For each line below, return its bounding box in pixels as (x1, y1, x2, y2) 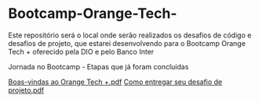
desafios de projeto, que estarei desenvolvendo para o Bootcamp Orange (8, 38, 246, 47)
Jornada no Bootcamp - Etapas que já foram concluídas (8, 62, 189, 71)
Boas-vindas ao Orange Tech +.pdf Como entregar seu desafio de (8, 77, 223, 86)
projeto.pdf (8, 85, 45, 94)
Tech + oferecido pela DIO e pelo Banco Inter (8, 47, 155, 56)
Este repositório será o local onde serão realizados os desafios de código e (8, 30, 252, 40)
